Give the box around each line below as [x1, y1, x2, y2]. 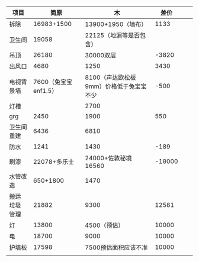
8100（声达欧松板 [85, 73, 136, 82]
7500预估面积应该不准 [85, 244, 148, 251]
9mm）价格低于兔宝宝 [85, 82, 147, 90]
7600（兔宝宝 [33, 78, 73, 86]
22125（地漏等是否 [85, 31, 140, 39]
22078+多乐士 [33, 158, 75, 166]
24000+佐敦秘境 [85, 154, 132, 162]
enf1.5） [33, 87, 58, 95]
